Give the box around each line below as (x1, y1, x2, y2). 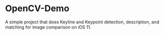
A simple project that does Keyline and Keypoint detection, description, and (5, 19, 160, 25)
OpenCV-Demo (5, 3, 70, 14)
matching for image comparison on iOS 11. (5, 24, 91, 30)
